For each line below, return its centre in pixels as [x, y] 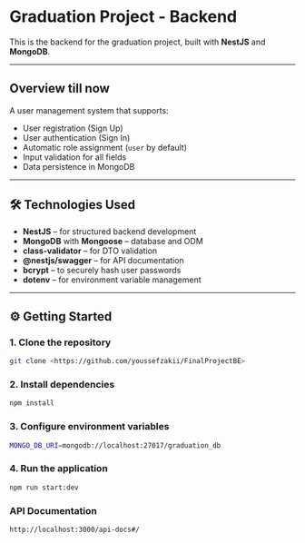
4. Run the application [59, 469]
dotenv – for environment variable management [112, 280]
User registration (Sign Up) [73, 128]
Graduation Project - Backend [123, 17]
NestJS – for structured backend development [109, 231]
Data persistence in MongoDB [79, 166]
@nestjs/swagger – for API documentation [103, 260]
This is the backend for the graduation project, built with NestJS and [138, 42]
